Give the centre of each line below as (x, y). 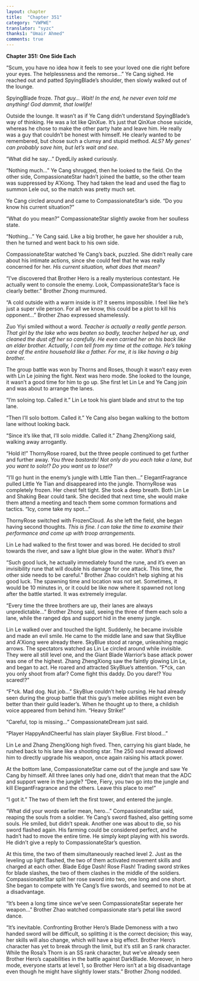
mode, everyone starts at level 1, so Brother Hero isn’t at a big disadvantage (98, 965)
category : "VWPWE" (29, 23)
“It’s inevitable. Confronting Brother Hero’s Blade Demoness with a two (92, 927)
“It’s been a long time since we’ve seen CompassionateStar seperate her (95, 903)
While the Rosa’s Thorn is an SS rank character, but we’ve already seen (93, 953)
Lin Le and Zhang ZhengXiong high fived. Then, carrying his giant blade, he (98, 745)
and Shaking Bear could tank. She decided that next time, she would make (97, 496)
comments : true (25, 39)
